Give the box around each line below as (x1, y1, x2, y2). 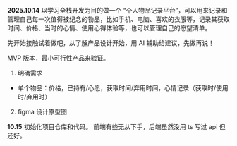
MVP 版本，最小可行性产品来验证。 (7, 54, 110, 62)
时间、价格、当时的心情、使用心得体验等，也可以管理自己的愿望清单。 (7, 24, 212, 32)
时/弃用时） (17, 92, 51, 101)
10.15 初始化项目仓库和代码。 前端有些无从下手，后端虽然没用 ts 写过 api (7, 123, 218, 130)
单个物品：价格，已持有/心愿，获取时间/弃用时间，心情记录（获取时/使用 (17, 84, 229, 92)
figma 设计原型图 (17, 108, 68, 116)
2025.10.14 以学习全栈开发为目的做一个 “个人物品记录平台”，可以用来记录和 (7, 6, 228, 14)
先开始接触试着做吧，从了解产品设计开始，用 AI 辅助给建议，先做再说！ (7, 39, 215, 47)
